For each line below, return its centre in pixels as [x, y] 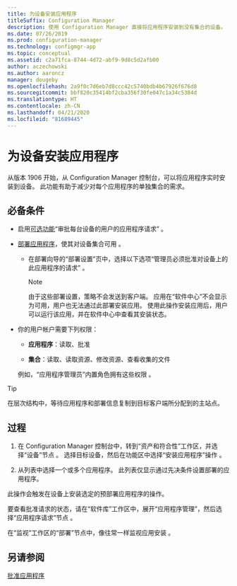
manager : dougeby [33, 80]
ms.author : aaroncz [36, 73]
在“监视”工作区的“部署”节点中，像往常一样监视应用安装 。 [91, 533]
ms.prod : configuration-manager [55, 40]
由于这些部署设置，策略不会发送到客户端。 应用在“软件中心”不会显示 [127, 297]
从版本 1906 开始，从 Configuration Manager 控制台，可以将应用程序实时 [114, 177]
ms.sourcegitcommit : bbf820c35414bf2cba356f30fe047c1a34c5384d [102, 93]
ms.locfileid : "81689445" [45, 119]
